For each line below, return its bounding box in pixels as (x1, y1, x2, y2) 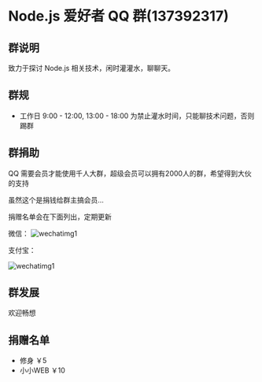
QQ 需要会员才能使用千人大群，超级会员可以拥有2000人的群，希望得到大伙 (8, 169, 252, 178)
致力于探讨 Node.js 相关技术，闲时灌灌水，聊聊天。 (8, 64, 175, 72)
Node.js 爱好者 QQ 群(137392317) (8, 7, 230, 25)
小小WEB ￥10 (19, 365, 65, 375)
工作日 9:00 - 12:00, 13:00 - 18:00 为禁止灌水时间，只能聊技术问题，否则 (19, 111, 255, 121)
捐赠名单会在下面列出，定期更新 (8, 212, 112, 221)
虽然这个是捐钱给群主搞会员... (8, 195, 105, 205)
